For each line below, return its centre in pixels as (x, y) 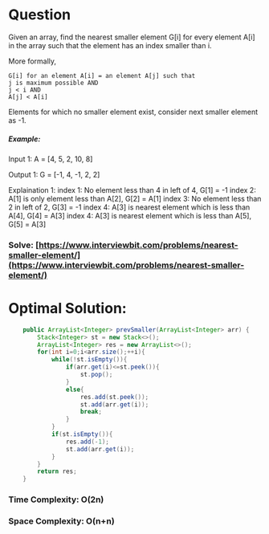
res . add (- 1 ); (88, 442)
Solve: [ (24, 245)
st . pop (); (96, 375)
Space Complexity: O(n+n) (61, 521)
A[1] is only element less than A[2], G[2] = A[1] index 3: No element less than (135, 198)
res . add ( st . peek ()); (114, 397)
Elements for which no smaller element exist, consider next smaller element (133, 112)
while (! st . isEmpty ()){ (89, 360)
